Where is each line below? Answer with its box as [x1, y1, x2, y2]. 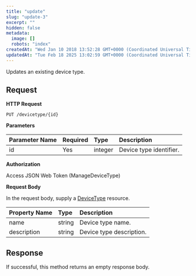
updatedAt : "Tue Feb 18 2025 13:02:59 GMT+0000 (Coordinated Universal [6, 52, 184, 58]
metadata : [6, 30, 30, 36]
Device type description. [79, 228, 147, 236]
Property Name [9, 209, 52, 217]
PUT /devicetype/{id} [6, 112, 59, 118]
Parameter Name [9, 136, 57, 144]
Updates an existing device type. [6, 68, 85, 75]
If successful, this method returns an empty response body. [6, 264, 150, 271]
